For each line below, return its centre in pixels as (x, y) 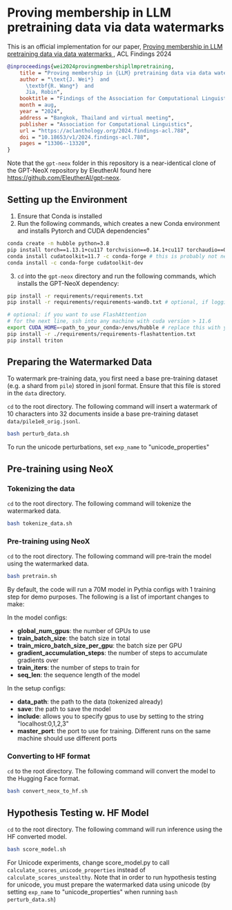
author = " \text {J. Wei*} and (65, 79)
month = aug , (38, 105)
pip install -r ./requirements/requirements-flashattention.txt (101, 334)
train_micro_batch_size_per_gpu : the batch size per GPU (99, 646)
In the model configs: (37, 618)
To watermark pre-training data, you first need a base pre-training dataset (113, 378)
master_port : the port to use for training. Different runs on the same (114, 731)
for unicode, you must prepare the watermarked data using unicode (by (109, 884)
